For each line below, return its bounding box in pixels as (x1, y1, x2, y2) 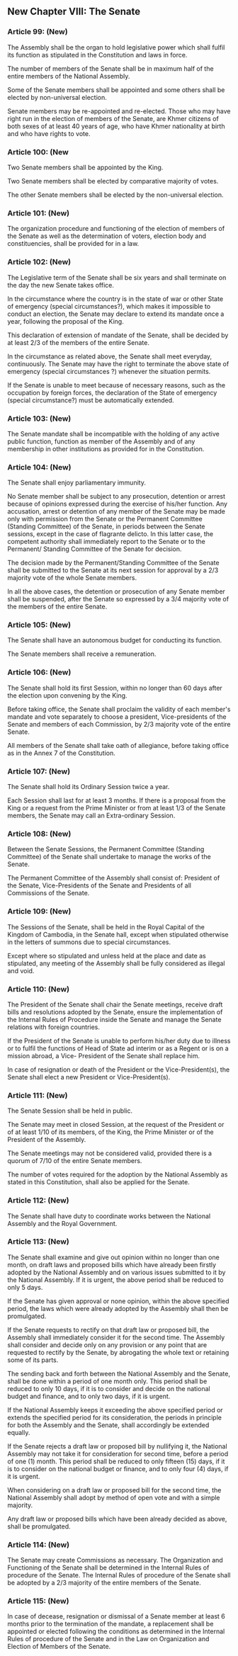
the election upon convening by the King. (7, 691, 127, 700)
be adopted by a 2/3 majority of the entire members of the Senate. (7, 1579, 202, 1587)
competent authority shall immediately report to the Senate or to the (7, 538, 205, 546)
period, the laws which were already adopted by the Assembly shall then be (7, 1304, 229, 1312)
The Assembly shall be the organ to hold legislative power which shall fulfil (7, 42, 225, 52)
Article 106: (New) (7, 667, 72, 677)
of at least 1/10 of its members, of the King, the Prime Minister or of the (7, 1128, 214, 1136)
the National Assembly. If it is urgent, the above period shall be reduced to (7, 1275, 224, 1284)
